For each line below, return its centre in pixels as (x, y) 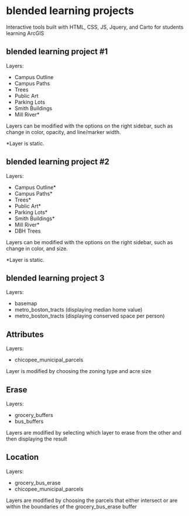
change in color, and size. (37, 248)
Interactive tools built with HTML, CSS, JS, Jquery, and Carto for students (95, 27)
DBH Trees (28, 231)
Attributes (25, 334)
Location (23, 457)
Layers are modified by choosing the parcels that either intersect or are (92, 500)
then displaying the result (37, 439)
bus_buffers (29, 421)
